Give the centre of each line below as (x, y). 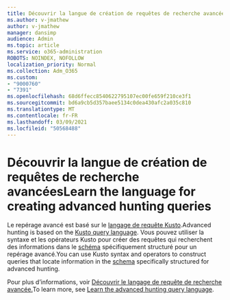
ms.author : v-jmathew (38, 20)
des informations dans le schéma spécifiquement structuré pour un (102, 247)
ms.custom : (23, 77)
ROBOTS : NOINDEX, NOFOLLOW (46, 58)
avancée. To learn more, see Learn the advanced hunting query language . (111, 290)
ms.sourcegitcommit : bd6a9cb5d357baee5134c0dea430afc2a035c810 (99, 103)
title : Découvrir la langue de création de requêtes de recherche (104, 13)
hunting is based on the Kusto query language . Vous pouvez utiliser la (105, 232)
